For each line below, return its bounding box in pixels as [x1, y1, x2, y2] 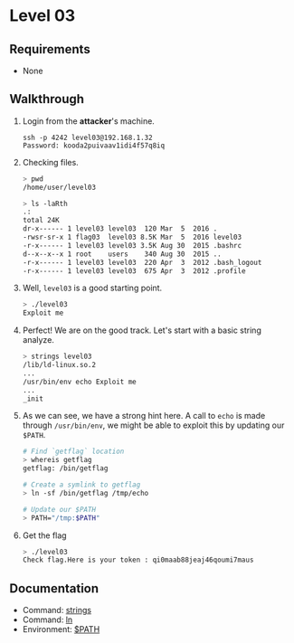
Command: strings [22, 605, 92, 616]
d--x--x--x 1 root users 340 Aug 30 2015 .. [22, 250, 222, 259]
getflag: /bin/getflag [22, 464, 109, 473]
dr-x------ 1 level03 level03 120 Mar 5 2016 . [22, 224, 218, 233]
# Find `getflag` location [22, 447, 125, 457]
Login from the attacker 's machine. [22, 115, 156, 127]
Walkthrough [9, 91, 84, 107]
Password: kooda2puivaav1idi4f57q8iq [22, 141, 166, 150]
